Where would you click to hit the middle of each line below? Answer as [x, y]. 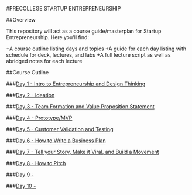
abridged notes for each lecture [44, 61]
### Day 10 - [21, 186]
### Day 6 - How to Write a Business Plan [56, 141]
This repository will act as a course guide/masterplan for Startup [84, 31]
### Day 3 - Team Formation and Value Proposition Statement [80, 107]
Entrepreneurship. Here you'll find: [48, 37]
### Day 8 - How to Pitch [36, 163]
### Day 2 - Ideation [30, 95]
